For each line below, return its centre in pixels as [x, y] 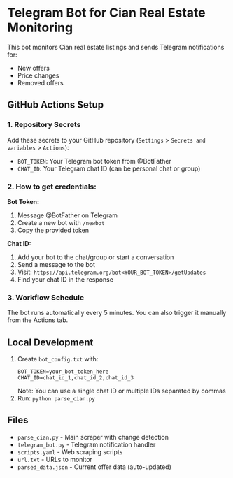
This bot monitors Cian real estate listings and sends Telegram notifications [116, 47]
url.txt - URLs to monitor [55, 459]
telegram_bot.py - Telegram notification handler [86, 444]
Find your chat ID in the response [65, 279]
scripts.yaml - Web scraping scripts [70, 451]
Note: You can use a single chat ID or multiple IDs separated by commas [121, 391]
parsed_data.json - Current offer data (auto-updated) [94, 467]
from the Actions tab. [38, 320]
